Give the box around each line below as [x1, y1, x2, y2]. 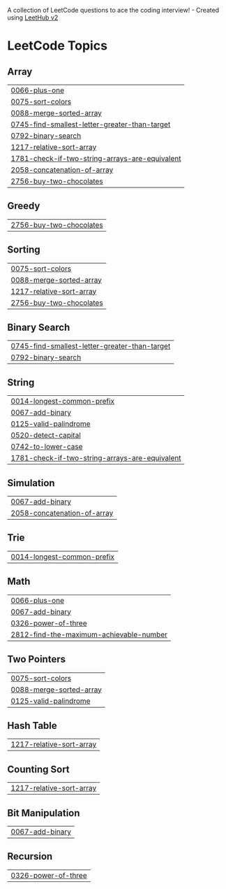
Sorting [7, 244, 40, 256]
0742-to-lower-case [10, 442, 83, 452]
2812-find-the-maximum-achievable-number [10, 630, 167, 639]
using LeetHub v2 [7, 13, 59, 22]
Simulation [7, 477, 55, 489]
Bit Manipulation [7, 807, 80, 819]
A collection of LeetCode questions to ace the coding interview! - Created [7, 6, 220, 14]
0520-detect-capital [10, 430, 82, 440]
